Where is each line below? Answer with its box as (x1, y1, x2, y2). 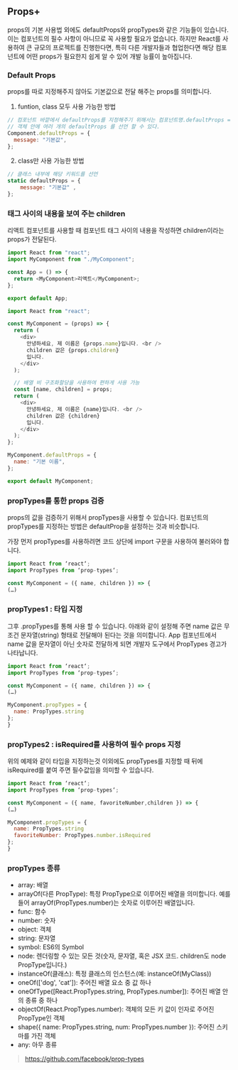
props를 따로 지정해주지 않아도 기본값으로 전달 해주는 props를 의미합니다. (7, 87, 212, 96)
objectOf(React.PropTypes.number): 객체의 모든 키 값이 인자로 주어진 (17, 1005, 215, 1014)
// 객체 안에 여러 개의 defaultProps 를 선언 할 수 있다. (7, 123, 161, 130)
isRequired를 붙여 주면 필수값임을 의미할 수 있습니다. (7, 766, 154, 775)
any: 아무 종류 (17, 1040, 58, 1049)
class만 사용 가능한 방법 (17, 156, 85, 165)
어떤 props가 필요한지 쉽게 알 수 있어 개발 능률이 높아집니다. (26, 52, 193, 60)
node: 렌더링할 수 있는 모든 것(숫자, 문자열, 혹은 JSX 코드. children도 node (17, 951, 227, 961)
